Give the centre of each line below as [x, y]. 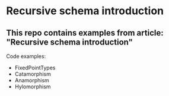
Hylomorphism [33, 87]
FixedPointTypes [35, 68]
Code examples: [26, 56]
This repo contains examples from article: [85, 33]
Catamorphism [33, 74]
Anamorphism [32, 80]
